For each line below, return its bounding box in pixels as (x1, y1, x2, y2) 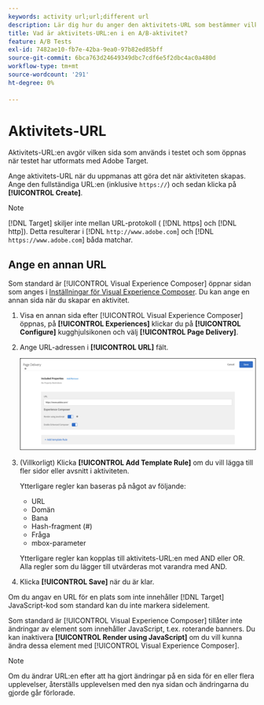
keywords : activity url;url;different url (8, 13, 149, 20)
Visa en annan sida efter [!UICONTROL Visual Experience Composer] (19, 311, 244, 320)
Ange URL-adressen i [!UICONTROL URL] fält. (19, 342, 169, 352)
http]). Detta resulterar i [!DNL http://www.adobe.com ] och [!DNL (8, 227, 214, 236)
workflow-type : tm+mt (8, 63, 79, 71)
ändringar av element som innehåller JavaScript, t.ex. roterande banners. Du (8, 624, 255, 634)
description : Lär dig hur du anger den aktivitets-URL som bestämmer (8, 20, 241, 29)
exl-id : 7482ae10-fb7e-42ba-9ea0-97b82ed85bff (8, 46, 163, 54)
